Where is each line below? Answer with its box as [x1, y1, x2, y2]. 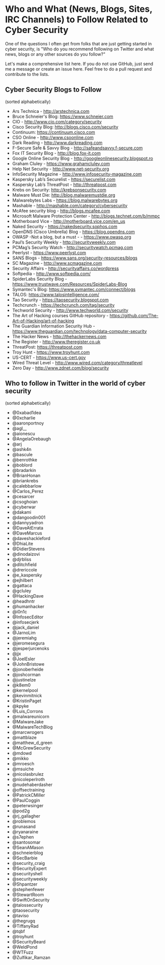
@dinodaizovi [12, 551, 40, 557]
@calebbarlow [12, 483, 42, 489]
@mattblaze [12, 734, 37, 740]
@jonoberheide [12, 666, 44, 672]
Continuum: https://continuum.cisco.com [12, 129, 95, 135]
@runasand [12, 823, 36, 829]
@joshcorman [12, 672, 41, 678]
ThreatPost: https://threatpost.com [12, 344, 82, 350]
